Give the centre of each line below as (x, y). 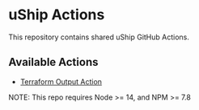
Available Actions (53, 62)
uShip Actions (57, 15)
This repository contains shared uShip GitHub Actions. (99, 37)
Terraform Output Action (61, 81)
